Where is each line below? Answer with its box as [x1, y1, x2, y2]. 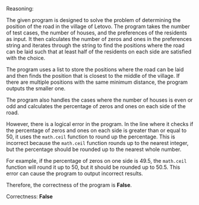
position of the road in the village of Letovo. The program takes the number [6, 23, 190, 30]
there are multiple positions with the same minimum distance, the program [6, 78, 188, 86]
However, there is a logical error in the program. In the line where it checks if [6, 121, 194, 127]
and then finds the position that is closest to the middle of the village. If [6, 72, 180, 79]
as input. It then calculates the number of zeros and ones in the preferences [6, 36, 192, 42]
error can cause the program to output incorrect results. [6, 170, 144, 177]
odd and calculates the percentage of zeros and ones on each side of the [6, 103, 186, 109]
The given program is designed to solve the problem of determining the [6, 17, 181, 23]
